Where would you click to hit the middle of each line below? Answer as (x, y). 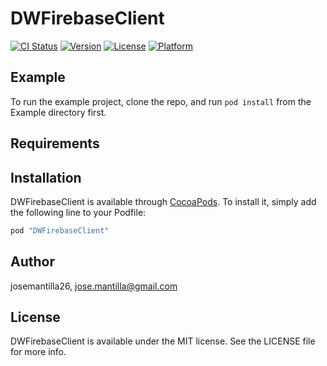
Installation (46, 177)
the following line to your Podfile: (78, 212)
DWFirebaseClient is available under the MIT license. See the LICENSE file (163, 341)
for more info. (38, 352)
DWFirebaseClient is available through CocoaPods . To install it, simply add (163, 201)
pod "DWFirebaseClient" (60, 230)
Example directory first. (58, 112)
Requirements (55, 143)
